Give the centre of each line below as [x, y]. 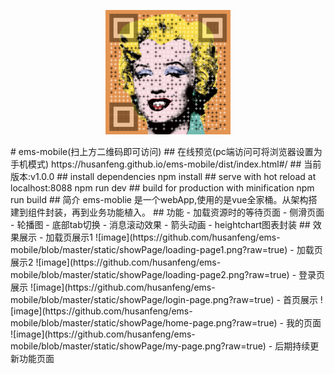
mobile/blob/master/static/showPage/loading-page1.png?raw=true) [149, 250]
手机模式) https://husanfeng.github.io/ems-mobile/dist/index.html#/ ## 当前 [166, 164]
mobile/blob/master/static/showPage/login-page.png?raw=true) [142, 300]
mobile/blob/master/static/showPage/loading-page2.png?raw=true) [150, 275]
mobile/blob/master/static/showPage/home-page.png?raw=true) [144, 323]
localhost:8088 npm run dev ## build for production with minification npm [162, 188]
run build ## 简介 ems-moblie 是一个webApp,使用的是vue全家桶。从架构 [159, 200]
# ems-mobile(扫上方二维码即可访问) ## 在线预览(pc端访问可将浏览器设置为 [166, 152]
